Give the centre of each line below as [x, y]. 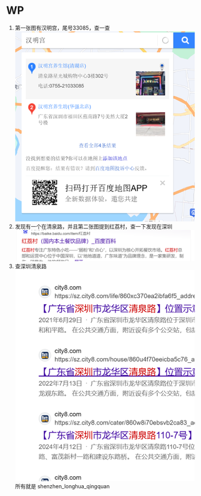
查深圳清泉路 [31, 266]
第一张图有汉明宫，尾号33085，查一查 [62, 28]
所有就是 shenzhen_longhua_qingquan [62, 486]
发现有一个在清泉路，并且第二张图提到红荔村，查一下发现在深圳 [93, 226]
